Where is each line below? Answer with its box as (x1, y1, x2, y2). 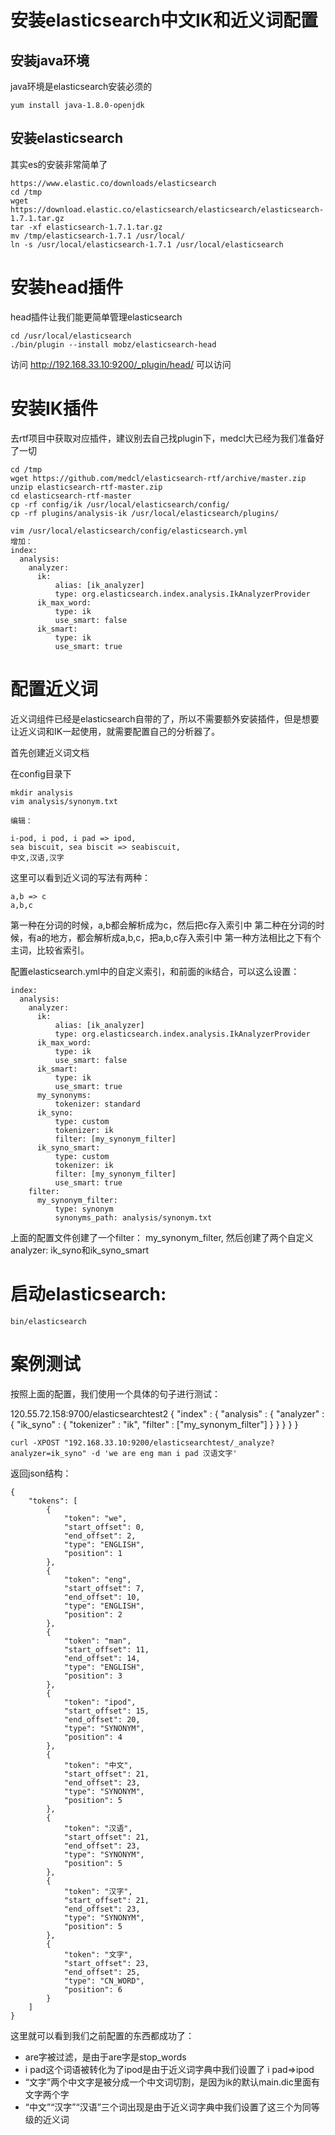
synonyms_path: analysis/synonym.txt (54, 1212, 213, 1223)
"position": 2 (63, 1609, 123, 1620)
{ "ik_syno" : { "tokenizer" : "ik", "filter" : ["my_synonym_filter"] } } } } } (10, 1418, 299, 1430)
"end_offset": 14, (63, 1653, 141, 1663)
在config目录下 (10, 767, 72, 780)
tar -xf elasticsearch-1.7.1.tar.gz (10, 222, 163, 232)
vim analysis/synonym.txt (10, 796, 118, 806)
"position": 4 (63, 1732, 123, 1742)
